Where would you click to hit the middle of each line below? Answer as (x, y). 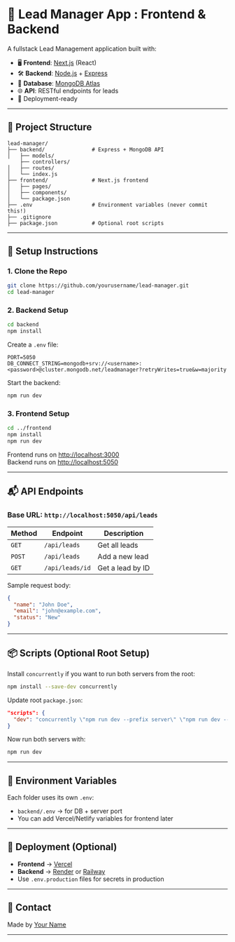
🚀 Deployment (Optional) (62, 847)
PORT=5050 (22, 358)
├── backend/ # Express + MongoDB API (86, 149)
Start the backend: (34, 383)
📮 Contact (29, 908)
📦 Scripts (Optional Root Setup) (79, 653)
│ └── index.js (33, 174)
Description (124, 533)
